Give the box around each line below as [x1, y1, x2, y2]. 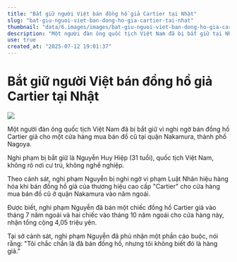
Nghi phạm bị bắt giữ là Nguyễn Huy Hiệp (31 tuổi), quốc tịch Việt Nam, [7, 153, 214, 162]
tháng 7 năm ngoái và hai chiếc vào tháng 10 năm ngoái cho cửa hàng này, [7, 211, 224, 219]
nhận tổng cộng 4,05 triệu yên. [7, 218, 97, 226]
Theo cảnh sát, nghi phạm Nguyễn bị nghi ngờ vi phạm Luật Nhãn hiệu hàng [7, 174, 229, 183]
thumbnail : [7, 23, 39, 30]
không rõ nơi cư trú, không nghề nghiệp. [7, 161, 125, 169]
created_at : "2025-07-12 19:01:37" [7, 43, 112, 50]
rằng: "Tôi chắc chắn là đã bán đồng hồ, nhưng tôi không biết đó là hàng [7, 239, 218, 247]
